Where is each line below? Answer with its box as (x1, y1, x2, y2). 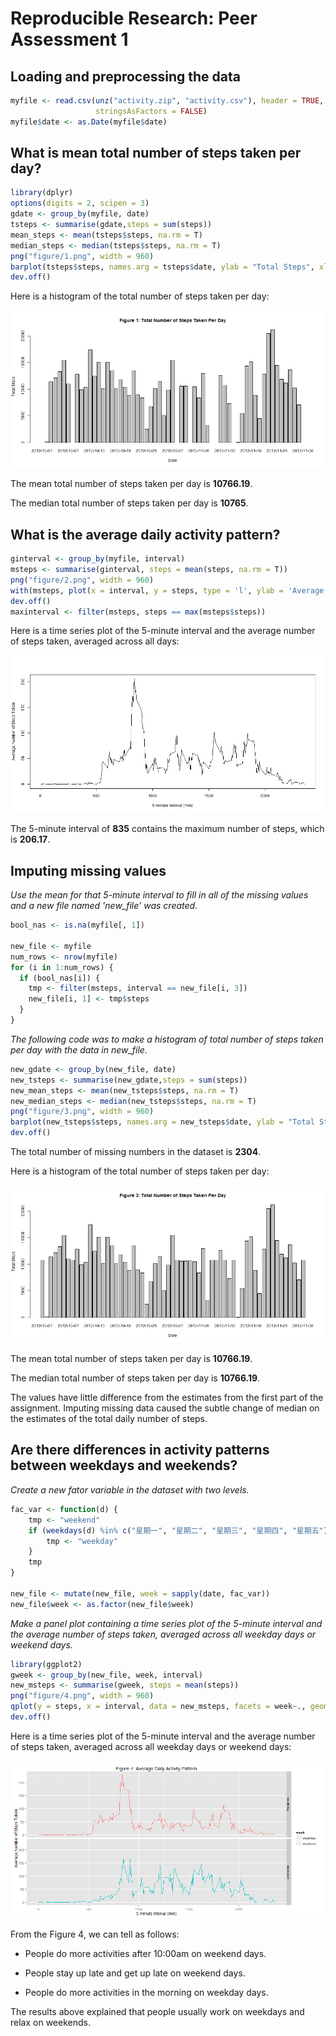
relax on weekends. (10, 2016, 91, 2028)
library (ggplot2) (10, 1659, 83, 1669)
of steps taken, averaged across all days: (10, 635, 180, 647)
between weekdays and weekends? (10, 1457, 238, 1474)
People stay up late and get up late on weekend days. (24, 1967, 246, 1979)
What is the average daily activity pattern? (10, 526, 281, 543)
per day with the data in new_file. (10, 1043, 148, 1056)
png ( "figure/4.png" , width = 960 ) (10, 1691, 155, 1701)
